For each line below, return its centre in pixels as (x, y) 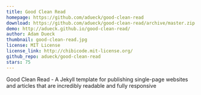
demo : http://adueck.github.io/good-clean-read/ (68, 29)
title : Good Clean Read (36, 12)
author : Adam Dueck (31, 34)
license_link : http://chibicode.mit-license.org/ (70, 51)
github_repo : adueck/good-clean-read (54, 57)
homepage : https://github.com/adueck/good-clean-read (75, 17)
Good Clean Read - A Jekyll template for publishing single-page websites (97, 79)
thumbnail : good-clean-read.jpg (47, 40)
